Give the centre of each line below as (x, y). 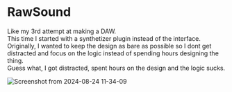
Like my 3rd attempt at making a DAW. (62, 31)
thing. (16, 60)
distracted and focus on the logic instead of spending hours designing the (113, 53)
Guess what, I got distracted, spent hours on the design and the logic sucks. (116, 68)
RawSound (39, 12)
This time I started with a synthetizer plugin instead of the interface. (104, 38)
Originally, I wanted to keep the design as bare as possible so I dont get (109, 46)
